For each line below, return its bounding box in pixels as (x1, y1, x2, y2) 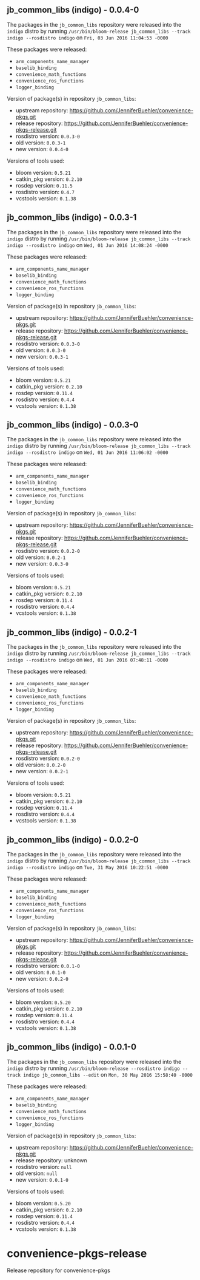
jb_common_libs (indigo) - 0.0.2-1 (7, 627, 137, 637)
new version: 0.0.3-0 (15, 560, 68, 567)
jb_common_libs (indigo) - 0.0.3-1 (7, 212, 137, 223)
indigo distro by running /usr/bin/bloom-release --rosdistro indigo (7, 1065, 181, 1072)
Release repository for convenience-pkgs (7, 1267, 111, 1274)
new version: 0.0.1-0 (15, 1176, 68, 1183)
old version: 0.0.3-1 (15, 139, 66, 146)
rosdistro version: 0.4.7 (15, 188, 75, 195)
